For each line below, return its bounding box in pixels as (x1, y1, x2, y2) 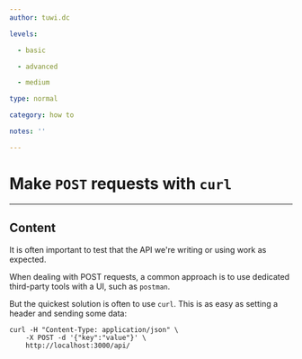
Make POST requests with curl (9, 173, 232, 193)
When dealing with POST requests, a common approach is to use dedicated (9, 271, 290, 282)
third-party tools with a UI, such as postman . (9, 281, 171, 292)
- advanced (17, 62, 58, 71)
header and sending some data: (9, 308, 128, 319)
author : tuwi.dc (9, 13, 70, 22)
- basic (17, 46, 47, 55)
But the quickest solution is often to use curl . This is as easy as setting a (9, 298, 279, 309)
